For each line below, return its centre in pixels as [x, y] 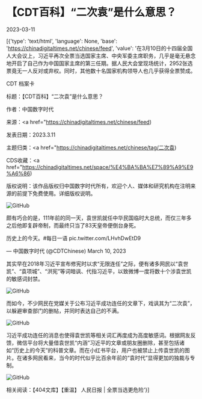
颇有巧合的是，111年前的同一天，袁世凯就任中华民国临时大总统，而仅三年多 [99, 218]
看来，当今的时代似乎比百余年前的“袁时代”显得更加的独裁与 [117, 357]
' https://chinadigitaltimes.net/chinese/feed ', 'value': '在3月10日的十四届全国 [99, 48]
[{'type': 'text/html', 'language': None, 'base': [62, 41]
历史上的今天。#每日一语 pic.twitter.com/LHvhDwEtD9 [74, 238]
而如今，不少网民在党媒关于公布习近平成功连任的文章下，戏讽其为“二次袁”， [101, 303]
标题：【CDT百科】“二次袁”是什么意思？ [55, 96]
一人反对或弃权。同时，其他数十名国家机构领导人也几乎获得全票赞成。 [109, 70]
